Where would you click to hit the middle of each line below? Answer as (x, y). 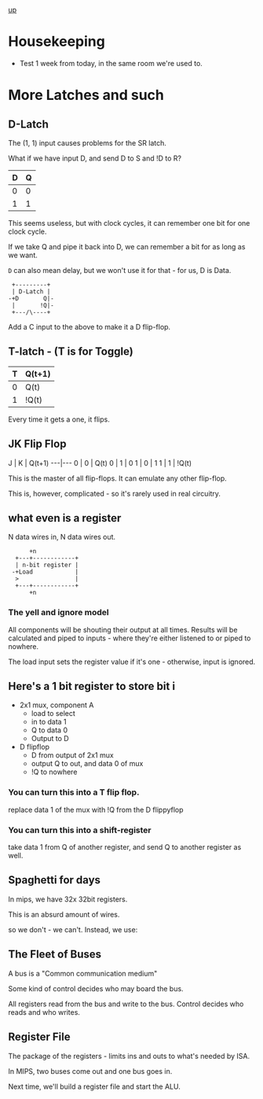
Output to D (50, 739)
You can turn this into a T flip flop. (74, 792)
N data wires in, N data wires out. (62, 537)
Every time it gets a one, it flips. (59, 419)
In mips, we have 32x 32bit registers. (68, 899)
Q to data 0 (49, 730)
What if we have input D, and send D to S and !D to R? (95, 158)
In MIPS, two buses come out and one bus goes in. (90, 1071)
